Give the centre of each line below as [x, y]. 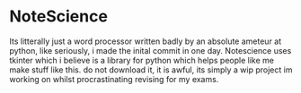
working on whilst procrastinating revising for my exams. [114, 79]
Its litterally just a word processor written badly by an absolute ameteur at [146, 41]
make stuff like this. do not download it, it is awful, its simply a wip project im [151, 70]
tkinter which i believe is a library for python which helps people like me [142, 60]
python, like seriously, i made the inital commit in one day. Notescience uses [150, 50]
